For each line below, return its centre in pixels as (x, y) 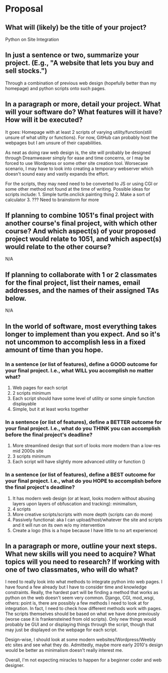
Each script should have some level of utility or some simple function (83, 398)
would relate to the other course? (58, 247)
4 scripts (22, 509)
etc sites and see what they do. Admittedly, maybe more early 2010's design (84, 645)
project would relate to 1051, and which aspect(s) (83, 239)
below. (16, 298)
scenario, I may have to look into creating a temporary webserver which (79, 169)
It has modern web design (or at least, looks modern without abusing (83, 498)
